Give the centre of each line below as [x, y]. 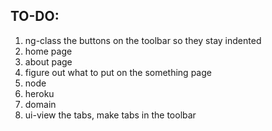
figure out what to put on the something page [118, 72]
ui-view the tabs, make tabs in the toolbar [110, 115]
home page [48, 51]
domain [40, 104]
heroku [39, 93]
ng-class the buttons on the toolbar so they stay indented [143, 40]
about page [48, 61]
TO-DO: [35, 16]
